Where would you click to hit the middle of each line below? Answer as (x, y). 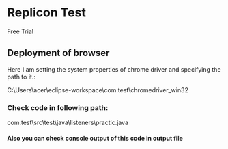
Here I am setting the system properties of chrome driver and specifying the (114, 69)
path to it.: (22, 77)
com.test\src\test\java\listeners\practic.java (68, 123)
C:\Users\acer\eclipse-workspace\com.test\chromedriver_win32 (98, 90)
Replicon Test (47, 13)
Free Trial (20, 31)
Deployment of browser (58, 53)
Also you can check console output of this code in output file (95, 138)
